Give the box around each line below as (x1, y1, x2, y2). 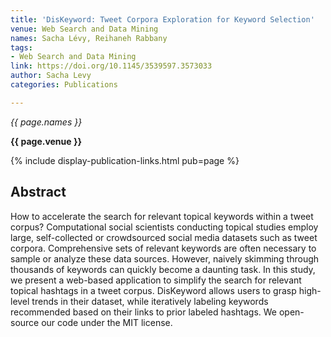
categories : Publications (10, 80, 118, 90)
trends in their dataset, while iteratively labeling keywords (31, 295, 269, 307)
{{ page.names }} (10, 116, 83, 128)
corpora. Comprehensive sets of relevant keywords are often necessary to (10, 242, 317, 254)
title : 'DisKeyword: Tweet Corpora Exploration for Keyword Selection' (10, 14, 315, 25)
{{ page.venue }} (10, 135, 83, 147)
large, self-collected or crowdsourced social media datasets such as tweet (10, 231, 318, 243)
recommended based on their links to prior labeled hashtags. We (10, 306, 278, 318)
